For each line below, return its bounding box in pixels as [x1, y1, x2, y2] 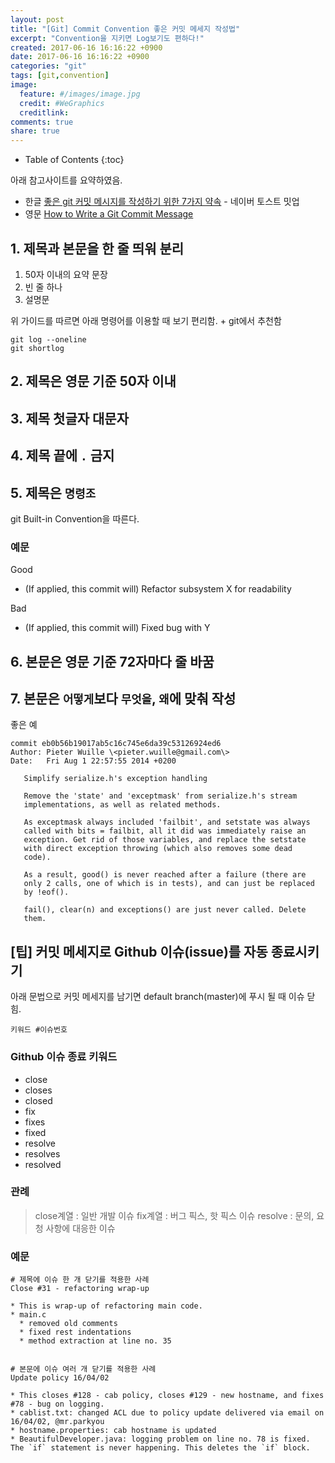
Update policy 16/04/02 [10, 1373, 110, 1383]
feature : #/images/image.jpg [19, 89, 141, 99]
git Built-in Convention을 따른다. [10, 512, 140, 525]
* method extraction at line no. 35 [19, 1336, 172, 1346]
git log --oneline [10, 334, 87, 345]
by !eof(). [23, 887, 70, 898]
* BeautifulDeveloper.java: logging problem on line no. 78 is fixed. [10, 1434, 311, 1445]
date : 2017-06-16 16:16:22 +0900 [10, 52, 150, 62]
